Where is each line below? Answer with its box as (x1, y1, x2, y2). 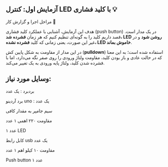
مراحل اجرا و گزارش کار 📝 (6, 18, 56, 24)
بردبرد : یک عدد (6, 88, 34, 94)
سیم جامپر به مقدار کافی (6, 108, 53, 114)
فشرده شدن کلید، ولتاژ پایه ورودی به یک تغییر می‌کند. (6, 59, 105, 66)
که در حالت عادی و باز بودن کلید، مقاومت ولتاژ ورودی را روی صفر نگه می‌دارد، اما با (6, 54, 162, 60)
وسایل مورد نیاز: (6, 75, 52, 83)
